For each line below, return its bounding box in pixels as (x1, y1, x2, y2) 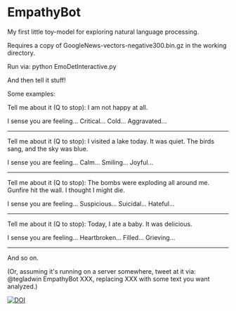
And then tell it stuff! (7, 75, 66, 84)
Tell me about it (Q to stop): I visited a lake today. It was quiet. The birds (7, 137, 215, 145)
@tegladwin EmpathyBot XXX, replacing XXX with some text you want (7, 274, 210, 283)
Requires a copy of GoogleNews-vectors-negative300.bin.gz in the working (7, 41, 227, 49)
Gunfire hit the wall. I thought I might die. (7, 186, 125, 194)
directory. (7, 49, 35, 57)
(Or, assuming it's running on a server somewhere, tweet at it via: (7, 267, 197, 275)
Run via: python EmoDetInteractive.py (7, 62, 117, 70)
